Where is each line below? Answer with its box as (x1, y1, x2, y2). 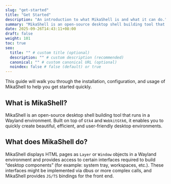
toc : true (5, 41, 26, 46)
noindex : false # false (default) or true (10, 64, 101, 69)
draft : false (5, 31, 33, 36)
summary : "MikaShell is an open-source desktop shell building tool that (5, 21, 165, 27)
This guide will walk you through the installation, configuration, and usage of (5, 78, 165, 85)
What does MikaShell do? (5, 138, 88, 146)
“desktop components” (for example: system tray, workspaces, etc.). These (5, 162, 164, 168)
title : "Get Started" (5, 12, 51, 17)
